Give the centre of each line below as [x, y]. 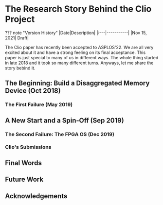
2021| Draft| [17, 38]
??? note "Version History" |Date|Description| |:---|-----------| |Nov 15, [76, 33]
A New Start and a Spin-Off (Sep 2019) [64, 120]
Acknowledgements [36, 196]
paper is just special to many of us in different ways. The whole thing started [82, 57]
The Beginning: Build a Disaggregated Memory [77, 83]
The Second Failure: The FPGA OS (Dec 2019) [60, 134]
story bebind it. [20, 68]
